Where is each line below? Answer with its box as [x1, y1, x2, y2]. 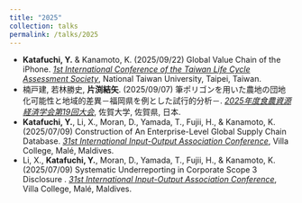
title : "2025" [9, 13, 63, 22]
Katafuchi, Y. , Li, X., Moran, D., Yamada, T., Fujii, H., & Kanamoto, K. [22, 117, 276, 128]
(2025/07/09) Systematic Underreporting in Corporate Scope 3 [22, 164, 258, 175]
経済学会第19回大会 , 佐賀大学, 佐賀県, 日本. [22, 107, 182, 118]
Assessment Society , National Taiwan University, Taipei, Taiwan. [22, 74, 261, 84]
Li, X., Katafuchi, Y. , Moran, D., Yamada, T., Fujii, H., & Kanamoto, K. [22, 154, 276, 166]
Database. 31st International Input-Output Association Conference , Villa [22, 136, 289, 146]
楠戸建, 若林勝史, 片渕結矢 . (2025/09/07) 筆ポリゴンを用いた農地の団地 [22, 84, 287, 95]
